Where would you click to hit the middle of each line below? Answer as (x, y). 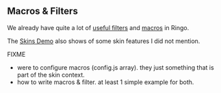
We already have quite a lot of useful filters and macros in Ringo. (98, 27)
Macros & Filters (43, 11)
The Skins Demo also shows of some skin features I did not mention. (104, 41)
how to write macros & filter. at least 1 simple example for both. (105, 82)
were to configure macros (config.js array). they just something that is (115, 67)
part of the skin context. (51, 75)
